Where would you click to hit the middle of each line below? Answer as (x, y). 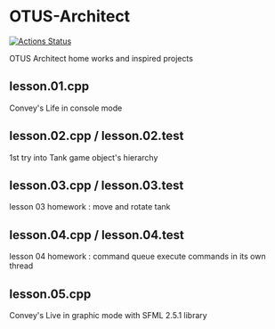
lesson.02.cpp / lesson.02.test (97, 136)
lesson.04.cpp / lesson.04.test (97, 235)
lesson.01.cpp (49, 86)
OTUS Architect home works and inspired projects (101, 58)
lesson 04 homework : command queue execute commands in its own (137, 257)
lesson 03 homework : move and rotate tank (90, 207)
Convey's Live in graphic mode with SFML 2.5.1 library (108, 315)
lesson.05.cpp (50, 294)
